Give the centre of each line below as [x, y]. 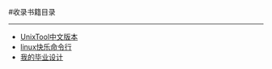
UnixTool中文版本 [49, 37]
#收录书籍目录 [32, 12]
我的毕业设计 [41, 57]
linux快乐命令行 [46, 47]
